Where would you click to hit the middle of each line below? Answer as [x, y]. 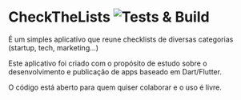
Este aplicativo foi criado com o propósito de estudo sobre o [108, 63]
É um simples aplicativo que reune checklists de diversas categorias [121, 39]
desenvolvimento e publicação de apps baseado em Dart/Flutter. [115, 71]
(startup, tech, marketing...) [53, 47]
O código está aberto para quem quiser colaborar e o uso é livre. [115, 87]
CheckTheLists [59, 17]
